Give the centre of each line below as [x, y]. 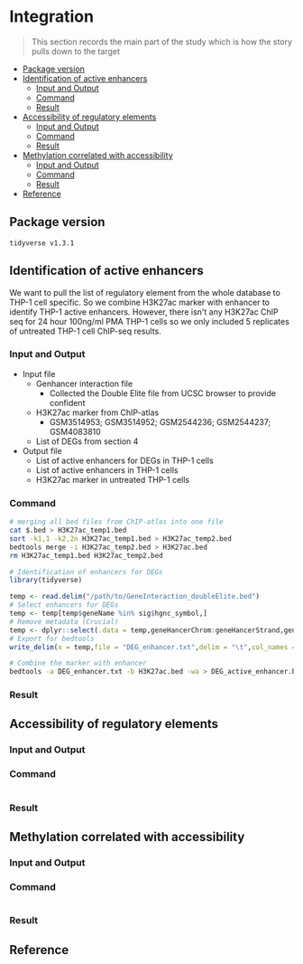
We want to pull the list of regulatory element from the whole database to [145, 292]
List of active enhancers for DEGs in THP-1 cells [124, 460]
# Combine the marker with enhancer [78, 663]
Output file [42, 450]
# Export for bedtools [52, 638]
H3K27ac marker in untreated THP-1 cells [113, 479]
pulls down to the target [75, 51]
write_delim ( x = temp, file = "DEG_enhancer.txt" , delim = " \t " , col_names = [153, 647]
